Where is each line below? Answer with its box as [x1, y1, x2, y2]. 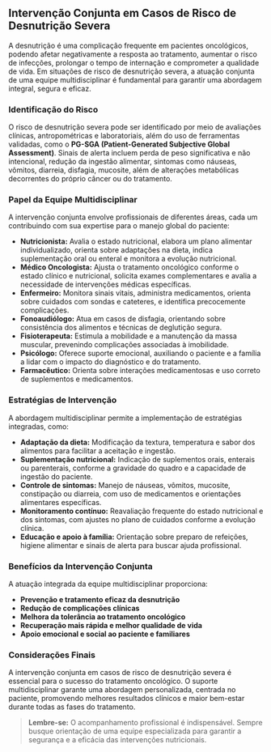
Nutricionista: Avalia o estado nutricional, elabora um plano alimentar [19, 236, 252, 246]
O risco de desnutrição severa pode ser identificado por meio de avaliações [8, 122, 261, 132]
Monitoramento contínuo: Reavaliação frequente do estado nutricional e [19, 506, 264, 516]
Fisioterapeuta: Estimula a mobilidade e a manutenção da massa [19, 331, 237, 341]
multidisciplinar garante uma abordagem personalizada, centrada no [8, 685, 236, 695]
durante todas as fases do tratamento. [8, 702, 136, 712]
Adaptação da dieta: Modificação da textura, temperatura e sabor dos [19, 437, 256, 447]
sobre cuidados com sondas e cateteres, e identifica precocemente [19, 297, 246, 307]
